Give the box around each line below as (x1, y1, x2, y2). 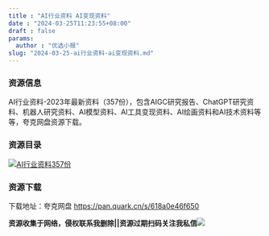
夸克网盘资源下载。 (22, 118, 86, 127)
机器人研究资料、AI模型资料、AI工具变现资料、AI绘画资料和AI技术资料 (22, 107, 255, 117)
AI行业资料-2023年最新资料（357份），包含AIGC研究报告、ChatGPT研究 (8, 97, 247, 107)
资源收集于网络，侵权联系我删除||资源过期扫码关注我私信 (8, 218, 197, 228)
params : (8, 34, 35, 43)
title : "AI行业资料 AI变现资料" (8, 11, 111, 20)
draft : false (8, 27, 56, 35)
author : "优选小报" (15, 42, 80, 50)
